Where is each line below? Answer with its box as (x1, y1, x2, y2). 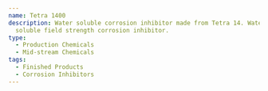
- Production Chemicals (15, 41, 94, 49)
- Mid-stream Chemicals (15, 48, 94, 56)
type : (8, 33, 26, 42)
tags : (8, 56, 26, 64)
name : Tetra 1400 (8, 11, 66, 20)
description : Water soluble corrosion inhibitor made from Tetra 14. (8, 19, 245, 27)
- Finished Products (15, 63, 84, 71)
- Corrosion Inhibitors (15, 70, 94, 78)
